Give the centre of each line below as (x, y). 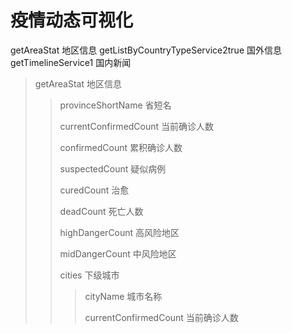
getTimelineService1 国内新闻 (71, 62)
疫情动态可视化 (72, 20)
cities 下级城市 (89, 275)
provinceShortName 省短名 (115, 105)
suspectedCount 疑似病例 (113, 168)
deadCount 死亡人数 (101, 211)
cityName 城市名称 (123, 296)
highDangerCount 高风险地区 (119, 232)
